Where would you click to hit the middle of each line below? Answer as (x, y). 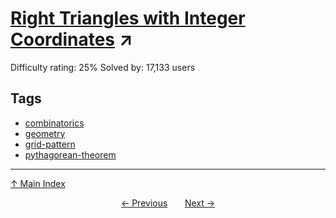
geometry (45, 133)
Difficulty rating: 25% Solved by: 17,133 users (103, 67)
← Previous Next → (168, 203)
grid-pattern (50, 144)
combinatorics (54, 123)
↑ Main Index (38, 183)
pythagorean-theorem (70, 154)
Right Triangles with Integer (128, 18)
